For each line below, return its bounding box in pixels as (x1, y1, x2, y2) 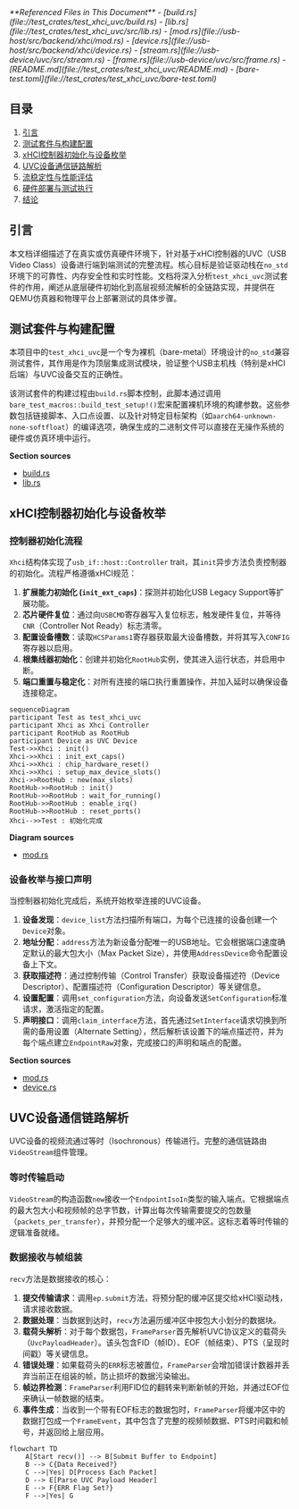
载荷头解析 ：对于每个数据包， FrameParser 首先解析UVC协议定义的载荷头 (21, 1326, 287, 1336)
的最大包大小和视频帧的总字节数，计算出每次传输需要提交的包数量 (9, 1204, 252, 1215)
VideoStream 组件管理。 (9, 1147, 93, 1158)
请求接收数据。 (21, 1303, 78, 1314)
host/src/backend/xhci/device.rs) (9, 45, 132, 55)
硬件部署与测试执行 (21, 182, 94, 193)
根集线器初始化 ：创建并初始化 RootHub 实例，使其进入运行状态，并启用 (21, 654, 278, 665)
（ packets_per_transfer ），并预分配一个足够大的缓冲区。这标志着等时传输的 (9, 1216, 289, 1227)
